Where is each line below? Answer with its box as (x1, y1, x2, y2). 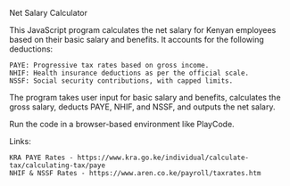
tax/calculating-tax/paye (9, 161, 105, 170)
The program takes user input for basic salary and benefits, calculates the (9, 93, 281, 102)
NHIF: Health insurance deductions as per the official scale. (9, 69, 250, 77)
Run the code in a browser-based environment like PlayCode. (9, 119, 235, 129)
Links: (9, 136, 31, 146)
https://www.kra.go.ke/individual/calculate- (77, 153, 250, 162)
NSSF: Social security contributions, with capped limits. (9, 77, 234, 85)
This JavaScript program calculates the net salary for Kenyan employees (9, 25, 277, 35)
